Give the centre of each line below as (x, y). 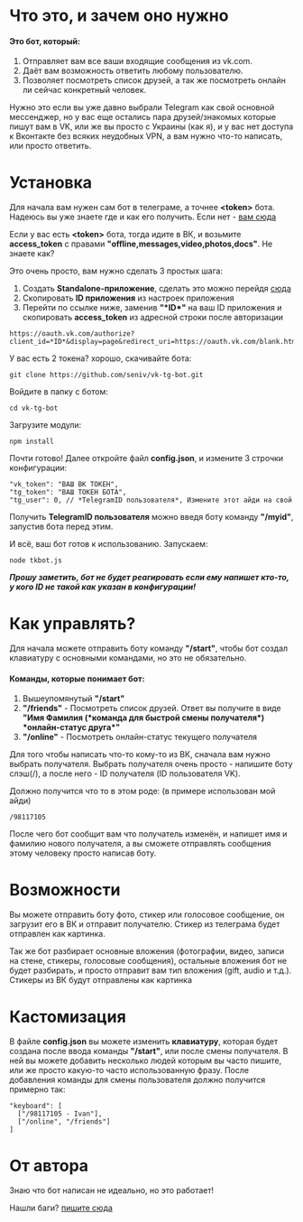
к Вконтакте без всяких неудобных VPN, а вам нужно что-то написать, (146, 136)
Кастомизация (68, 1017)
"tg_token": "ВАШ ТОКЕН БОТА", (68, 493)
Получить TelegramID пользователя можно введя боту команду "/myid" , (151, 517)
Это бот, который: (45, 41)
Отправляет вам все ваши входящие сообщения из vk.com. (137, 61)
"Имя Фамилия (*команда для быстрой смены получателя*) (143, 717)
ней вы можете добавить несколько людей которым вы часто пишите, (146, 1060)
